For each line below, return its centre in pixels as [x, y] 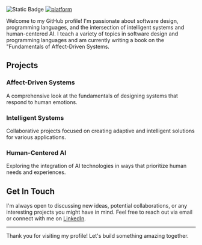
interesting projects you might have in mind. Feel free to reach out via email [99, 212]
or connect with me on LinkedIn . [46, 219]
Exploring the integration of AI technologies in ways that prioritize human [96, 166]
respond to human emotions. [42, 102]
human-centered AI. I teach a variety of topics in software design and [92, 34]
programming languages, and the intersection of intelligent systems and [95, 27]
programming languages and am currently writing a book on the [85, 40]
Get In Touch [31, 191]
